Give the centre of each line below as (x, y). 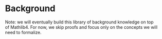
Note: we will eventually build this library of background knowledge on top (80, 22)
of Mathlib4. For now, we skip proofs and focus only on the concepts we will (81, 27)
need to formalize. (23, 32)
